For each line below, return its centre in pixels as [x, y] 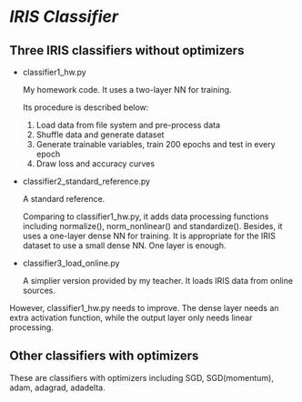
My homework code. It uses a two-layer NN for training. [127, 90]
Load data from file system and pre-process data [128, 125]
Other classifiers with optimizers [104, 356]
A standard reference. [64, 199]
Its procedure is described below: [86, 107]
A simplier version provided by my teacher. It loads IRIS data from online [158, 281]
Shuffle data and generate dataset [100, 135]
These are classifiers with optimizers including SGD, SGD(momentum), [142, 377]
